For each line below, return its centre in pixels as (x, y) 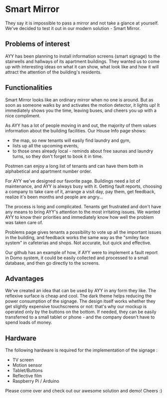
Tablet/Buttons (27, 371)
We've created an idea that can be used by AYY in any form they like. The (81, 291)
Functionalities (29, 88)
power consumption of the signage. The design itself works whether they (81, 301)
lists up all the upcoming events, (45, 145)
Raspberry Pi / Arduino (36, 381)
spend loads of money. (29, 323)
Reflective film (27, 376)
